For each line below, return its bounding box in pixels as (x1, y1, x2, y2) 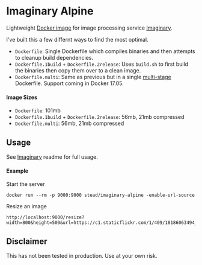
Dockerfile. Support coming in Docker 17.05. (14, 80, 124, 87)
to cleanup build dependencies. (14, 54, 94, 61)
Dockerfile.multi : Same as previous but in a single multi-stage (14, 73, 171, 80)
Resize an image (6, 203, 47, 210)
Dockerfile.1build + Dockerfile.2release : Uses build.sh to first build (14, 60, 188, 68)
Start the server (6, 180, 45, 188)
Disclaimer (6, 236, 47, 246)
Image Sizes (6, 94, 38, 101)
